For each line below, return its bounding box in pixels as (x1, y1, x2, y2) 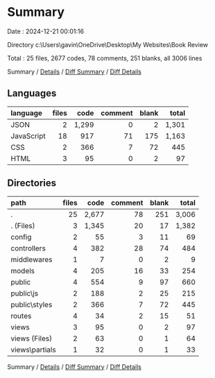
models (10, 266, 35, 275)
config (10, 232, 32, 241)
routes (10, 311, 32, 320)
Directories (7, 178, 57, 189)
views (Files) (10, 334, 53, 343)
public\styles (10, 300, 53, 309)
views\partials (10, 345, 57, 354)
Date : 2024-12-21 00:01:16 (7, 27, 85, 35)
